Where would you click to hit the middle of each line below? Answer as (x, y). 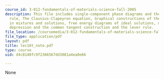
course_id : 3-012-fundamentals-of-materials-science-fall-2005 (71, 9)
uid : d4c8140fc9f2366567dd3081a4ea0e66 (46, 55)
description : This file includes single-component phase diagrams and (78, 14)
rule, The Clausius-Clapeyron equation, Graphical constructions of (81, 18)
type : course (18, 50)
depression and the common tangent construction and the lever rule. (82, 28)
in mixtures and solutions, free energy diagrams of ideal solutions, (83, 23)
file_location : (20, 32)
